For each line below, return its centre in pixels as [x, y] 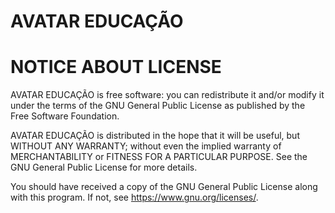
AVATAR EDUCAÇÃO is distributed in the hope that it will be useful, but [155, 136]
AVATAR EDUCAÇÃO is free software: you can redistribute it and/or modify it [167, 95]
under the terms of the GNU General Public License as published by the [158, 106]
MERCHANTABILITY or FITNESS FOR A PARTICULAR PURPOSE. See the [159, 157]
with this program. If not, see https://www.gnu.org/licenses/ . [134, 197]
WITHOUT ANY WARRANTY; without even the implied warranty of [146, 146]
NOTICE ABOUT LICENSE [116, 67]
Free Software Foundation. [65, 116]
